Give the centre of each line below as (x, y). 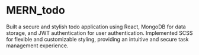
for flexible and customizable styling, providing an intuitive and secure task (97, 39)
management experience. (37, 46)
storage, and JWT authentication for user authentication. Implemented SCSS (100, 33)
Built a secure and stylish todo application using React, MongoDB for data (96, 27)
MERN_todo (36, 10)
